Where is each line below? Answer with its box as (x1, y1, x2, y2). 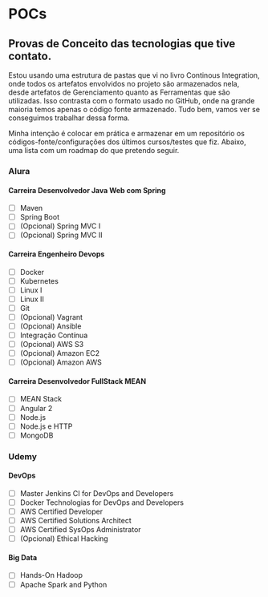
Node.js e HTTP (19, 422, 73, 431)
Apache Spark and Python (19, 579, 108, 589)
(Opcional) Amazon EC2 (19, 349, 100, 358)
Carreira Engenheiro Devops (8, 249, 105, 259)
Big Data (8, 552, 38, 562)
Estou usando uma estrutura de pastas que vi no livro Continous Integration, (8, 71, 260, 80)
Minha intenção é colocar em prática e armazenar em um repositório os (8, 129, 245, 138)
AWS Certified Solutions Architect (19, 516, 132, 526)
